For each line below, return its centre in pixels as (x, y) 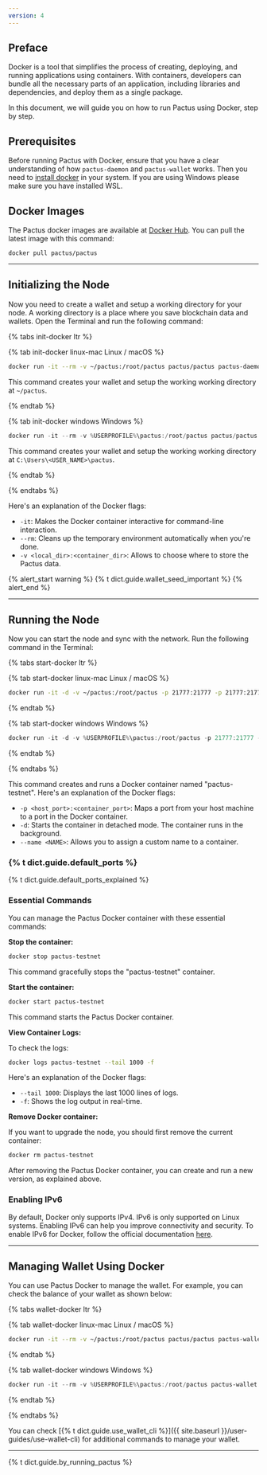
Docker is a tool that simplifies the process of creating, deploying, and (123, 67)
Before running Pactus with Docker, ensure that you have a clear (114, 161)
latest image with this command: (61, 239)
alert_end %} (29, 587)
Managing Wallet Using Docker (86, 1266)
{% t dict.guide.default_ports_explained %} (79, 880)
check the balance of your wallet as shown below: (90, 1294)
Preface (28, 48)
